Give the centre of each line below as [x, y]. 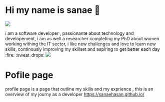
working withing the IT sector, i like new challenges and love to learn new [80, 44]
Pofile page [29, 75]
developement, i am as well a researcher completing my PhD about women [82, 38]
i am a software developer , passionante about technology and [69, 33]
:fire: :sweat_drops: [25, 55]
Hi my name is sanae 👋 [53, 10]
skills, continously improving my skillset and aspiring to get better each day [82, 49]
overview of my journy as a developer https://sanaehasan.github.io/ [75, 94]
